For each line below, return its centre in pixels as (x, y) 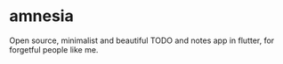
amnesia (41, 16)
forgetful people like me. (54, 49)
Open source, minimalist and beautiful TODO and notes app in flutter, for (142, 40)
